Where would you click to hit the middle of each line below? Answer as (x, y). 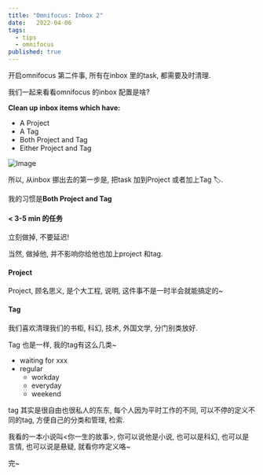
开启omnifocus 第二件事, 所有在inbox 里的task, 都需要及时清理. (110, 75)
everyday (46, 385)
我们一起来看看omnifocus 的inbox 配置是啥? (79, 92)
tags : (17, 30)
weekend (46, 393)
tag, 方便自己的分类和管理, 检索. (73, 420)
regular (31, 368)
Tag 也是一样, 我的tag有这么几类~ (62, 344)
